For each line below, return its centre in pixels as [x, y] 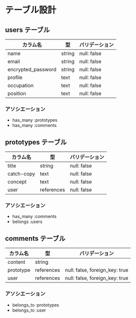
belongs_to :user [29, 310]
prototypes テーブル [36, 142]
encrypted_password [32, 69]
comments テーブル [35, 238]
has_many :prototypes [35, 120]
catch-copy [21, 174]
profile [15, 78]
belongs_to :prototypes [36, 305]
